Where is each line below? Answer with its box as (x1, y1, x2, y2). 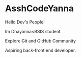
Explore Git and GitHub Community (5, 38, 76, 44)
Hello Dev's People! (5, 19, 45, 25)
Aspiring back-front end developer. (5, 47, 76, 53)
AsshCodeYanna (5, 3, 74, 14)
